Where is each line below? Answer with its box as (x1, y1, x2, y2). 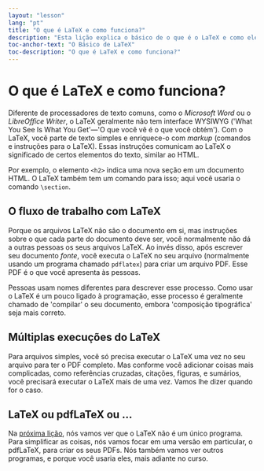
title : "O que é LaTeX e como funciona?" (8, 26, 146, 34)
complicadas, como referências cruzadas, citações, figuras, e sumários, (8, 368, 242, 378)
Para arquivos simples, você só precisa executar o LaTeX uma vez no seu (8, 351, 246, 361)
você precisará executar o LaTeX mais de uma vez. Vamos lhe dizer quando (8, 376, 253, 386)
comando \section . (8, 182, 71, 191)
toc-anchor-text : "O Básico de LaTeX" (8, 41, 135, 49)
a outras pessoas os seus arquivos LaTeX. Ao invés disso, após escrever (8, 242, 244, 252)
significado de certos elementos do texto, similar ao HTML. (8, 150, 200, 159)
